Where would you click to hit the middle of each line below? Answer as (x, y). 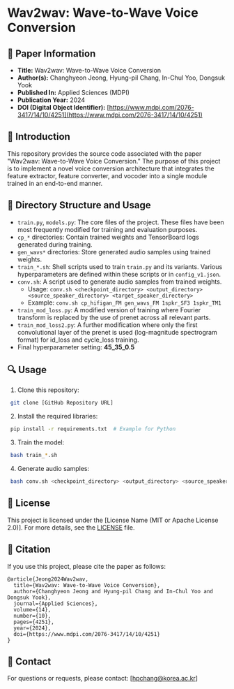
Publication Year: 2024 (51, 100)
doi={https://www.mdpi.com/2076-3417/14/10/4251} (87, 634)
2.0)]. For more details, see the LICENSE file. (71, 527)
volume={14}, (32, 609)
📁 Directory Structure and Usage (79, 205)
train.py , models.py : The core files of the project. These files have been (120, 222)
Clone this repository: (48, 390)
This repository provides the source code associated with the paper (104, 153)
